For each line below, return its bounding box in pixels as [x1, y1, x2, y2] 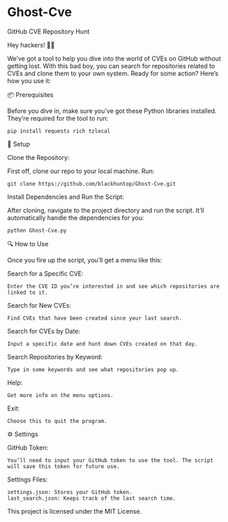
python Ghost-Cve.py [7, 227, 68, 234]
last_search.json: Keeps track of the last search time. [7, 495, 176, 502]
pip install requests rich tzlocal [7, 127, 111, 135]
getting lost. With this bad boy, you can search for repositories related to [7, 61, 215, 70]
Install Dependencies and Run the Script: [7, 193, 124, 201]
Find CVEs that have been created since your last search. [7, 315, 183, 322]
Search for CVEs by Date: [7, 327, 81, 335]
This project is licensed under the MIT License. [7, 507, 142, 515]
